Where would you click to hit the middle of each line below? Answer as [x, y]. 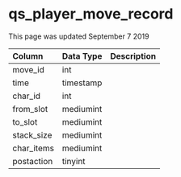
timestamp [82, 83]
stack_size [32, 135]
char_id [27, 96]
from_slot [30, 109]
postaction [33, 161]
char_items [34, 148]
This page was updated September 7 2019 [79, 36]
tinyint [74, 161]
